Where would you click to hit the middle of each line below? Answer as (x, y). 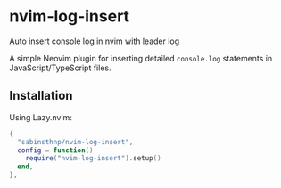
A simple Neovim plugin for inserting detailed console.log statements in (141, 58)
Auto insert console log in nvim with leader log (95, 41)
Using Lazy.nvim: (41, 117)
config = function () (55, 150)
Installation (41, 96)
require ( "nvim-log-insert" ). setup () (94, 159)
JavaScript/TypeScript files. (60, 68)
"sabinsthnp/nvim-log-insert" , (75, 142)
